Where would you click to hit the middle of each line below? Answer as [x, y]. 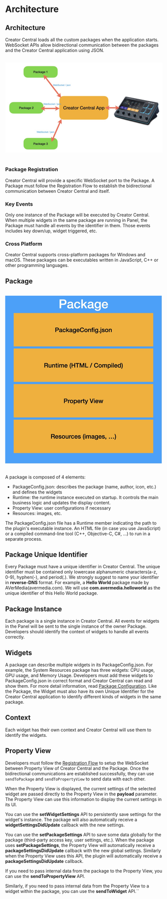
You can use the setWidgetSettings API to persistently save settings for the [83, 814]
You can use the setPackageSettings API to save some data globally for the [83, 834]
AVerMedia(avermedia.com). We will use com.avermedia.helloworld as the [83, 588]
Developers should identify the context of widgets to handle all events [77, 632]
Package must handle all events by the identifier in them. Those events [78, 226]
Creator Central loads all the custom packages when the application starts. [82, 40]
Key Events [19, 204]
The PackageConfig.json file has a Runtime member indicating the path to [81, 523]
